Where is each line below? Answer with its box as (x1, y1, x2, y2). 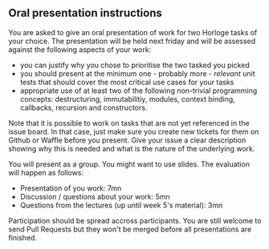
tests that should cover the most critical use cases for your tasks (19, 77, 234, 86)
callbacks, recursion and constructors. (19, 102, 148, 112)
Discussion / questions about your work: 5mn (19, 191, 170, 201)
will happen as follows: (8, 167, 84, 177)
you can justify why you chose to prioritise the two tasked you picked (19, 60, 251, 70)
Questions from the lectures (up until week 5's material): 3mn (19, 200, 223, 210)
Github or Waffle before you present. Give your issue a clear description (8, 135, 247, 145)
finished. (8, 232, 38, 243)
